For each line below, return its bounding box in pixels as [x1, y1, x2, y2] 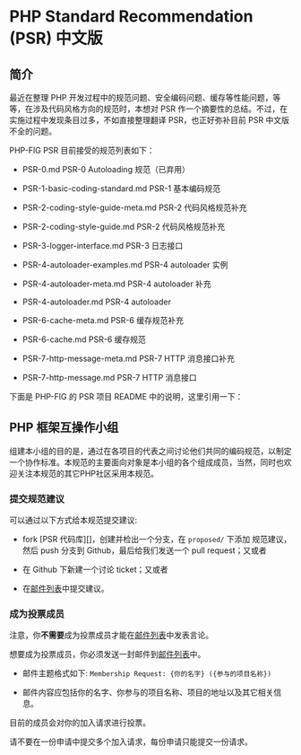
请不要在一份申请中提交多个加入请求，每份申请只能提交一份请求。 [9, 736, 253, 747]
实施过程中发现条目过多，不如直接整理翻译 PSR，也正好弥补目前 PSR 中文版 [9, 115, 289, 125]
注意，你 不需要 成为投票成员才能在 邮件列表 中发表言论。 [9, 630, 213, 641]
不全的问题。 [9, 126, 56, 136]
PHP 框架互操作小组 [9, 420, 119, 435]
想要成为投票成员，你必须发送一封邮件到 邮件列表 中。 [9, 649, 206, 660]
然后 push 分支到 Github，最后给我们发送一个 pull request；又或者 [21, 545, 267, 556]
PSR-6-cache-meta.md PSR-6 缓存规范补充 [21, 315, 184, 325]
